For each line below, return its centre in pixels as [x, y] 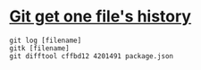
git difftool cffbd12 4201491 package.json [92, 56]
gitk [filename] [39, 48]
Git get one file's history [100, 17]
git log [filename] [46, 40]
